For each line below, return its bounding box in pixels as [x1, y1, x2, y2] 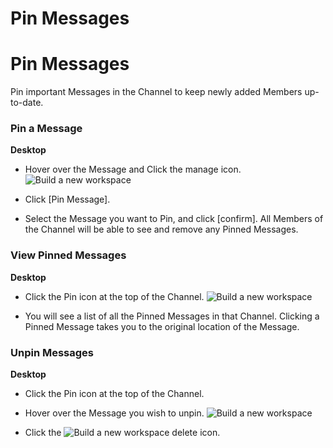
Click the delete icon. [24, 427, 221, 439]
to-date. [10, 97, 44, 109]
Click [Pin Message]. [24, 193, 111, 206]
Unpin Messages [10, 345, 95, 359]
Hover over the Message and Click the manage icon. [24, 163, 242, 176]
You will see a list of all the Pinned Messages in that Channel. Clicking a [24, 310, 320, 322]
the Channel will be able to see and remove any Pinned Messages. [24, 223, 299, 236]
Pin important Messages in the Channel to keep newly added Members [10, 86, 303, 98]
